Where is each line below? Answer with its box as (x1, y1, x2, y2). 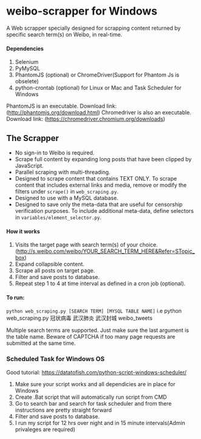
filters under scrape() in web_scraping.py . (15, 187, 119, 195)
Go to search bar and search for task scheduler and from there (15, 399, 172, 407)
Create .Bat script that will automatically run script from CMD (15, 393, 167, 401)
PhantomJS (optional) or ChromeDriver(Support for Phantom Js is (15, 71, 180, 78)
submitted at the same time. (6, 339, 76, 347)
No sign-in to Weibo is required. (15, 149, 95, 156)
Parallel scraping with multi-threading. (15, 168, 111, 176)
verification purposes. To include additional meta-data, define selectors (15, 207, 194, 214)
